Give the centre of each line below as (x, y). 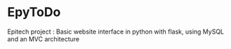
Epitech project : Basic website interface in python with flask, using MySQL (116, 31)
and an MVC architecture (43, 38)
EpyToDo (34, 12)
